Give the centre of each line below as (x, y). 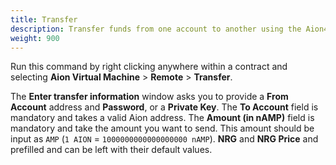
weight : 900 (35, 38)
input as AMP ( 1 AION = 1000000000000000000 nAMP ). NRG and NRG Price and (164, 139)
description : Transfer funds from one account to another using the (156, 29)
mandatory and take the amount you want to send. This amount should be (162, 128)
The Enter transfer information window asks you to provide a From (149, 97)
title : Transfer (44, 19)
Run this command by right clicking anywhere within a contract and (149, 67)
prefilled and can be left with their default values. (111, 150)
